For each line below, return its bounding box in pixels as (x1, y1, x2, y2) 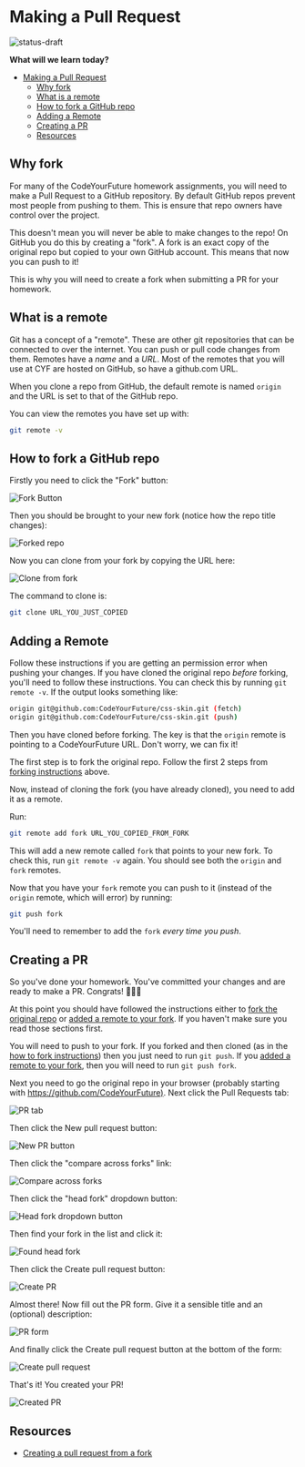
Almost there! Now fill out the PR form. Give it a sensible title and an (9, 1299, 263, 1310)
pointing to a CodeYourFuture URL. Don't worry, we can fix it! (9, 739, 239, 749)
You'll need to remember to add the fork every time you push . (9, 926, 241, 937)
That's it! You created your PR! (9, 1380, 125, 1391)
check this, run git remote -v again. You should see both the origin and (9, 854, 282, 866)
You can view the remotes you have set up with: (9, 408, 189, 419)
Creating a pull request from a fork (22, 1448, 153, 1459)
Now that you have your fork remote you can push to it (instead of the (9, 881, 272, 893)
